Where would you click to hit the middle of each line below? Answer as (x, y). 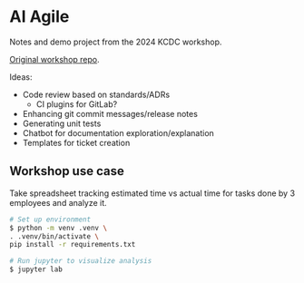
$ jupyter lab (36, 269)
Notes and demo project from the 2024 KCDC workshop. (116, 42)
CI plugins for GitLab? (77, 104)
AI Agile (39, 17)
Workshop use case (67, 171)
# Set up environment (50, 220)
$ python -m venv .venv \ (58, 228)
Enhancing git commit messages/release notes (110, 113)
